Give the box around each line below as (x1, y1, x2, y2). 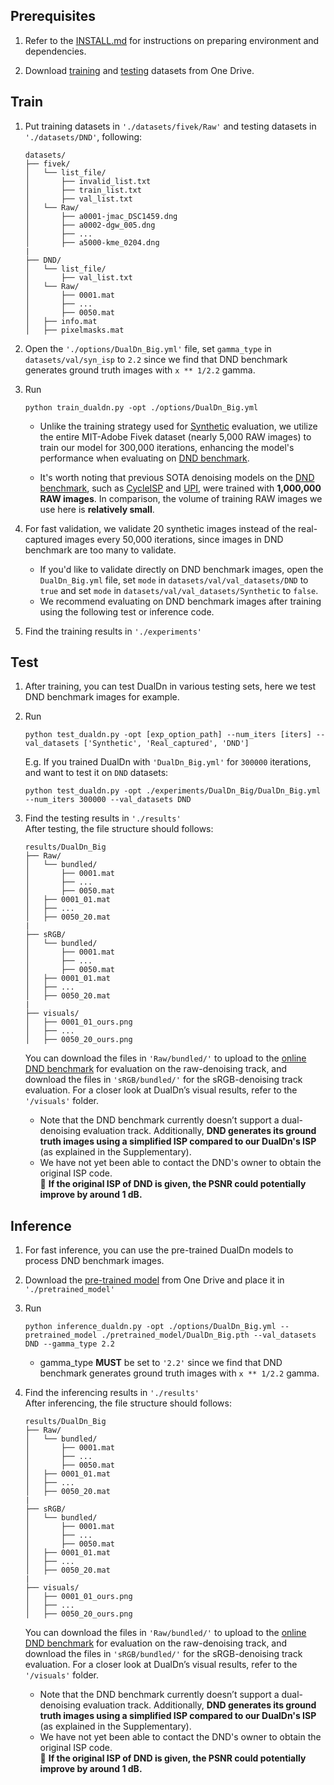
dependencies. (24, 45, 87, 57)
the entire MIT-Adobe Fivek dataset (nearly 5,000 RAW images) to (39, 430, 312, 443)
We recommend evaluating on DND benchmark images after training (39, 595, 322, 607)
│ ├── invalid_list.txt (24, 176, 152, 186)
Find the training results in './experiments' (24, 625, 202, 637)
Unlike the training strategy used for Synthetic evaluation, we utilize (39, 420, 318, 432)
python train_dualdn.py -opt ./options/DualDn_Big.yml (24, 402, 259, 413)
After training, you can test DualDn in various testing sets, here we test (24, 680, 317, 693)
